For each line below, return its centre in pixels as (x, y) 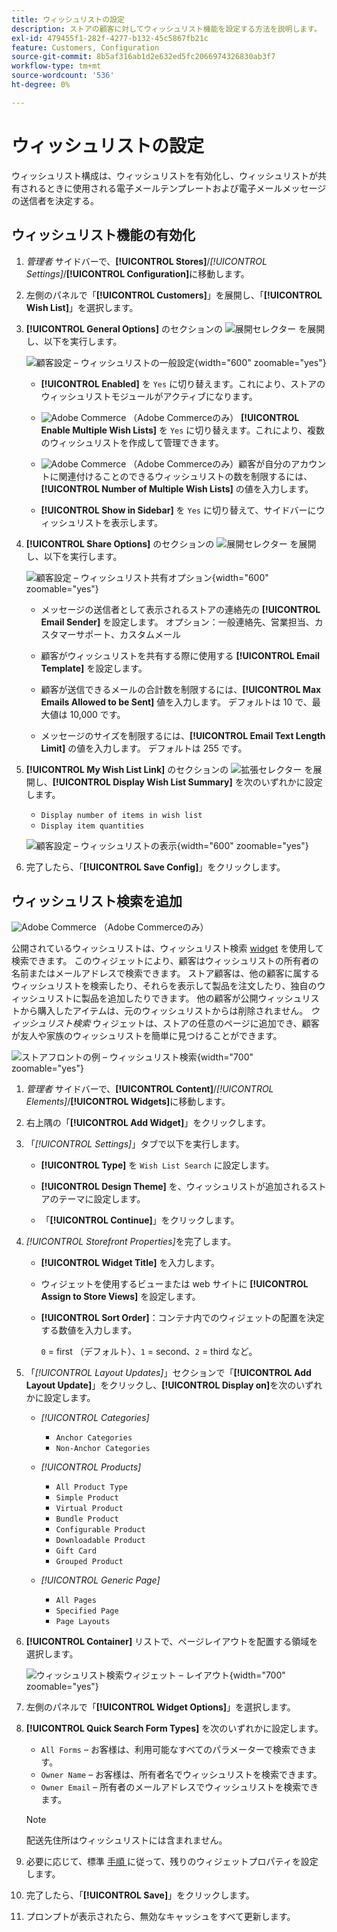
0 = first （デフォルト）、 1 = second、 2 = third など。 (149, 1352)
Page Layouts (83, 1622)
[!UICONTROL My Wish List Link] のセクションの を (169, 769)
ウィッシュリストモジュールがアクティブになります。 (149, 396)
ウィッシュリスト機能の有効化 (103, 235)
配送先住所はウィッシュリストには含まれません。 (126, 1840)
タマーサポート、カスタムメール (115, 634)
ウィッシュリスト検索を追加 (97, 901)
